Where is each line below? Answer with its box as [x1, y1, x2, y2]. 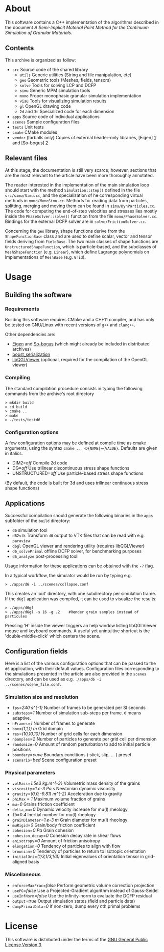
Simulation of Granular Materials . [5, 30, 72, 35]
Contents [5, 44, 34, 52]
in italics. [5, 451, 23, 457]
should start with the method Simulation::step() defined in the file [5, 187, 141, 193]
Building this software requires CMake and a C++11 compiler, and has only [5, 317, 155, 323]
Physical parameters [5, 769, 55, 776]
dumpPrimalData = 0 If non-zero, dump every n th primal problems [12, 903, 141, 909]
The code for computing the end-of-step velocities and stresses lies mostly [5, 208, 158, 214]
